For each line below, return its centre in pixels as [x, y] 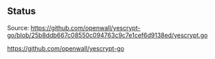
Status [22, 11]
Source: [18, 27]
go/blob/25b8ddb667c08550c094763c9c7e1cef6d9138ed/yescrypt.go [107, 35]
